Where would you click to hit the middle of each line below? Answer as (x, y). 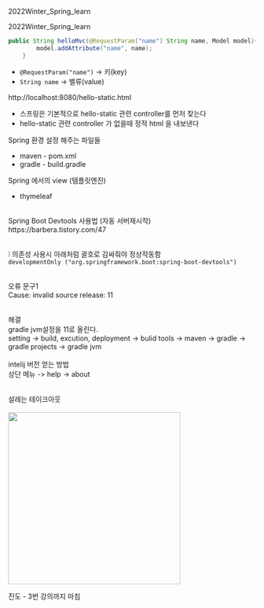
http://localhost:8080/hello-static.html (70, 97)
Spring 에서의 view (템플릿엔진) (57, 180)
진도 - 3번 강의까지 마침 (44, 596)
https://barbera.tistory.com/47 (57, 229)
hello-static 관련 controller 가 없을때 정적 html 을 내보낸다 (109, 123)
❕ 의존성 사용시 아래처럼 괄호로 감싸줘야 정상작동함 (84, 254)
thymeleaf (36, 196)
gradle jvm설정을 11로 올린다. (53, 329)
